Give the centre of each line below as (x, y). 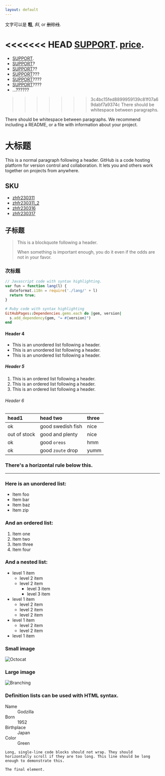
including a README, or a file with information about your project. (71, 124)
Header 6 (15, 401)
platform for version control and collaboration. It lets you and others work (79, 165)
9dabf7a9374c (105, 105)
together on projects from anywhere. (42, 170)
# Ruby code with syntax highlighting (45, 309)
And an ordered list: (29, 523)
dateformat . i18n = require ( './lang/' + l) (54, 291)
